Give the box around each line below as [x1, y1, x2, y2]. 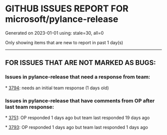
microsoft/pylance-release [5, 13, 118, 25]
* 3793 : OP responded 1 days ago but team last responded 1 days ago [5, 124, 148, 130]
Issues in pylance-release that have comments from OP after [5, 97, 155, 104]
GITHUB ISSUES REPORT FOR [5, 3, 129, 14]
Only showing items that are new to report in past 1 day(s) [5, 39, 123, 45]
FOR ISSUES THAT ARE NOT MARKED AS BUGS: [5, 59, 156, 67]
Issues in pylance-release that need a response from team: [5, 73, 151, 80]
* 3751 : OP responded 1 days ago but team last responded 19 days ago [5, 115, 150, 121]
